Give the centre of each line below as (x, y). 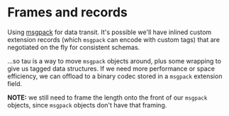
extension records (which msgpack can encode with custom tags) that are (113, 39)
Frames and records (67, 12)
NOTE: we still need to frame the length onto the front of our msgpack (107, 97)
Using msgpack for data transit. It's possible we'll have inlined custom (110, 32)
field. (15, 83)
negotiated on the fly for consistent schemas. (74, 47)
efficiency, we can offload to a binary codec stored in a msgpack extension (115, 76)
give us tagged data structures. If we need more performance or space (111, 68)
